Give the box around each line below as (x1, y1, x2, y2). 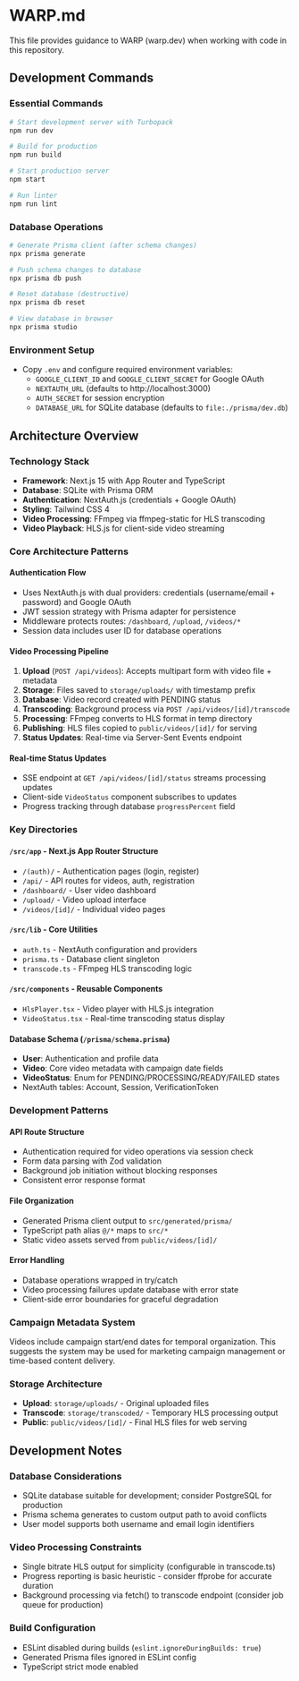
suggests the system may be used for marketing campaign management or (9, 1346, 286, 1356)
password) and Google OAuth (21, 597, 132, 608)
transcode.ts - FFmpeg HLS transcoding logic (21, 963, 193, 974)
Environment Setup (9, 344, 96, 356)
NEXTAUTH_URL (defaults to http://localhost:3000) (35, 383, 212, 394)
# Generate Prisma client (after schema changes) (9, 241, 198, 250)
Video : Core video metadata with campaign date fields (21, 1062, 224, 1074)
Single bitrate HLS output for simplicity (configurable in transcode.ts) (21, 1561, 276, 1572)
